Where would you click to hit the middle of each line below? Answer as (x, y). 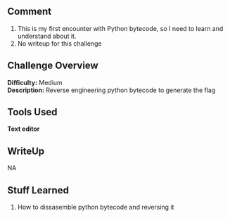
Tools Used (32, 112)
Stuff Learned (38, 190)
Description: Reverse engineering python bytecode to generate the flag (111, 90)
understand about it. (47, 36)
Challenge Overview (53, 66)
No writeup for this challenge (59, 43)
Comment (30, 12)
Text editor (24, 129)
